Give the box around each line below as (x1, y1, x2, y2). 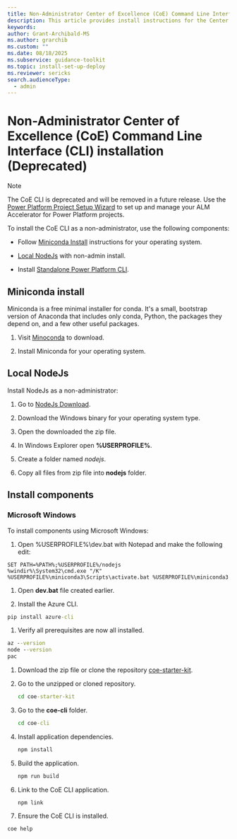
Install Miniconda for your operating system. (17, 347, 146, 355)
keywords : (7, 23, 37, 30)
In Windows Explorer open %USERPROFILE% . (17, 441, 153, 449)
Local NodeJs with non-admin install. (17, 252, 126, 260)
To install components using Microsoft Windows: (7, 526, 150, 535)
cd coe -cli (17, 719, 50, 727)
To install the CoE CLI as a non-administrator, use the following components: (7, 224, 230, 233)
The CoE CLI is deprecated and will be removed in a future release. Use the (7, 195, 226, 204)
